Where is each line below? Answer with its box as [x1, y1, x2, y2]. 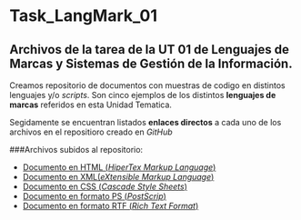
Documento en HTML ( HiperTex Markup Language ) [22, 162, 216, 173]
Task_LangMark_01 [9, 5, 157, 26]
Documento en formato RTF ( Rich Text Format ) [22, 201, 199, 211]
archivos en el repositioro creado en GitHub [9, 126, 173, 137]
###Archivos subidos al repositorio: [9, 145, 144, 155]
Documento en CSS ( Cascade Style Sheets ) [22, 181, 188, 192]
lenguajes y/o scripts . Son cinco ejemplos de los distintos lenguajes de [9, 90, 276, 100]
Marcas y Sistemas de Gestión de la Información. [9, 55, 293, 71]
